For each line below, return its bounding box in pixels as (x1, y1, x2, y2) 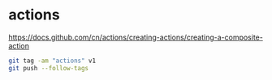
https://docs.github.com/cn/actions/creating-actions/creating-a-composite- (8, 32, 264, 42)
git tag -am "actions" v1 (8, 57, 96, 65)
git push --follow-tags (8, 64, 89, 72)
